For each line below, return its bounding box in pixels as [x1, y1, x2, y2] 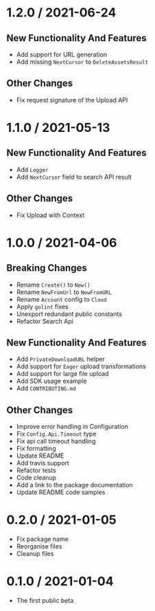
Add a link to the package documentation [16, 481, 133, 489]
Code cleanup [16, 474, 56, 482]
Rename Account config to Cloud [16, 295, 107, 303]
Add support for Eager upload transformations [16, 362, 147, 370]
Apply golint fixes [16, 302, 69, 311]
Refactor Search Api [16, 317, 73, 325]
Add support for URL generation [16, 50, 108, 58]
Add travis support [16, 459, 69, 467]
